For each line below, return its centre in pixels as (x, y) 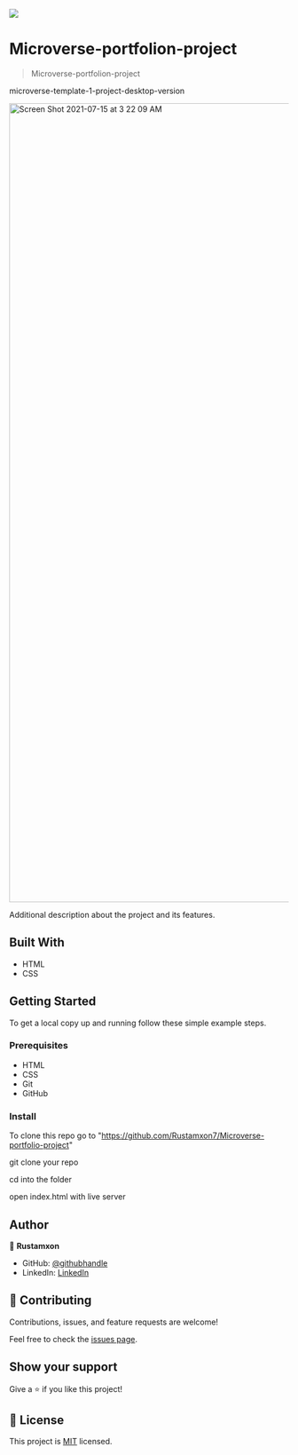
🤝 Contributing (51, 1301)
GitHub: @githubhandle (65, 1263)
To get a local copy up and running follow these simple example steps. (138, 1023)
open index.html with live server (67, 1197)
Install (23, 1116)
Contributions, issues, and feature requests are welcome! (114, 1322)
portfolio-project (39, 1145)
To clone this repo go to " (55, 1135)
